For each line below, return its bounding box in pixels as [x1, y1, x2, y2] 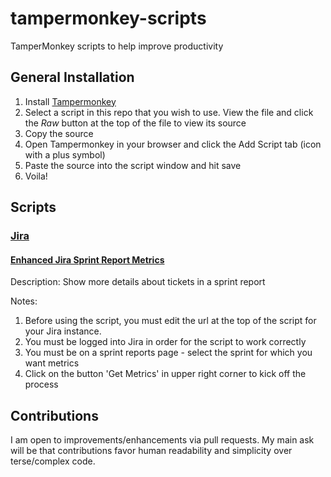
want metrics [24, 357, 80, 369]
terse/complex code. [10, 455, 96, 467]
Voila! [24, 170, 48, 182]
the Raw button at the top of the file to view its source [24, 117, 247, 129]
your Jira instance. [24, 325, 102, 337]
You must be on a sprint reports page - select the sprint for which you [24, 347, 313, 359]
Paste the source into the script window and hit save [24, 159, 242, 171]
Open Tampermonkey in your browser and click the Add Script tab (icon [24, 138, 322, 150]
